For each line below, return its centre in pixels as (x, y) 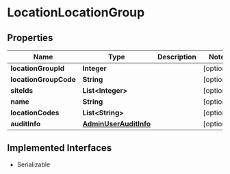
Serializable (34, 164)
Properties (30, 38)
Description (177, 57)
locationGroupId (38, 68)
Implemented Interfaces (60, 148)
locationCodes (35, 113)
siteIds (22, 90)
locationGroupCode (43, 79)
